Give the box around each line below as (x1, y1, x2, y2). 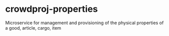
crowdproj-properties (5, 3, 98, 15)
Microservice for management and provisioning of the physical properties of (5, 20, 164, 26)
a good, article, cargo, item (5, 25, 62, 31)
